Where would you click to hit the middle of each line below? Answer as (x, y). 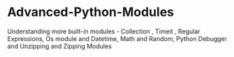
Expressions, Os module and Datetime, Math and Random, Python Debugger (117, 38)
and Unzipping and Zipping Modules (59, 46)
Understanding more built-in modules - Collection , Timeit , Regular (104, 31)
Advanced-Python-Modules (91, 12)
